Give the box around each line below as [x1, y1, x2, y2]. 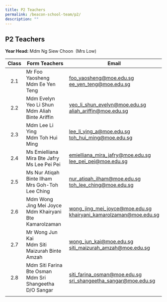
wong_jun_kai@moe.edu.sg [69, 238, 134, 245]
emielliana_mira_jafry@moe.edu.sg [69, 152, 151, 159]
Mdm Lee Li [26, 122, 54, 129]
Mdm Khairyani [26, 208, 62, 215]
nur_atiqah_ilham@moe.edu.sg [69, 175, 141, 182]
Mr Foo [26, 68, 43, 75]
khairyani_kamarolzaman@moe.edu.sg [69, 211, 160, 218]
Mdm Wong [26, 196, 53, 203]
